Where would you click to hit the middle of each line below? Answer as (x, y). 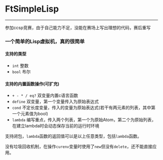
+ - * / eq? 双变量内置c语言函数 (45, 95)
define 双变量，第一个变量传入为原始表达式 (55, 102)
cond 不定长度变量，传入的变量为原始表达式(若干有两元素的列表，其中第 (84, 107)
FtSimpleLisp (32, 9)
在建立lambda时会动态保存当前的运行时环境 (56, 126)
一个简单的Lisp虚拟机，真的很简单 (45, 41)
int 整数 (20, 66)
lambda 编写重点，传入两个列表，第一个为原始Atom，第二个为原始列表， (84, 120)
